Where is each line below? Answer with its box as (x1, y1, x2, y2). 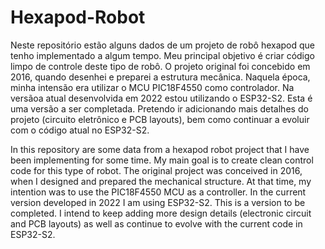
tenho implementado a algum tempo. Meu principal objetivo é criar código (10, 49, 315, 61)
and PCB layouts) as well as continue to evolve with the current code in (10, 217, 303, 230)
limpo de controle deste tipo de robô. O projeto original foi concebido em (10, 60, 311, 72)
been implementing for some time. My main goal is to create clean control (10, 154, 314, 166)
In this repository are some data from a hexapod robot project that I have (10, 143, 310, 155)
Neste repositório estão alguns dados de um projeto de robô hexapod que (10, 39, 316, 51)
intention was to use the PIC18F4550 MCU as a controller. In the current (10, 186, 307, 198)
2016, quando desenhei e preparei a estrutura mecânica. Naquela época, (10, 71, 311, 83)
